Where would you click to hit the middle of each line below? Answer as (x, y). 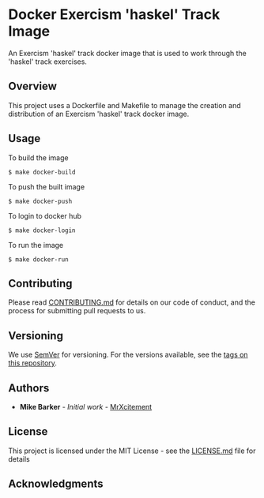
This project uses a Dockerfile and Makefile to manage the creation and (124, 105)
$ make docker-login (42, 230)
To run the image (36, 245)
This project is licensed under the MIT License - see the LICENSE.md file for (132, 451)
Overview (33, 86)
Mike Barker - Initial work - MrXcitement (86, 407)
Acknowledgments (56, 484)
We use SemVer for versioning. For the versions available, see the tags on (128, 355)
